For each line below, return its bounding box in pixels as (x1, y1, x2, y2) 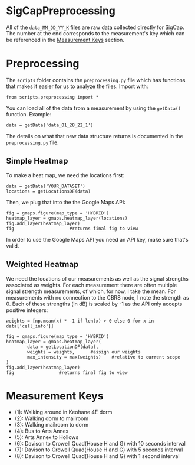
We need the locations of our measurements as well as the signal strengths (6, 275, 189, 282)
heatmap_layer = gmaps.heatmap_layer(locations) (6, 215, 128, 221)
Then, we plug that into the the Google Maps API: (6, 199, 125, 206)
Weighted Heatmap (6, 259, 79, 269)
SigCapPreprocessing (6, 4, 116, 18)
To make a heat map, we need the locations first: (6, 171, 125, 178)
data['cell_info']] (6, 323, 54, 329)
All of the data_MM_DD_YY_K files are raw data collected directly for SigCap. (6, 24, 184, 31)
